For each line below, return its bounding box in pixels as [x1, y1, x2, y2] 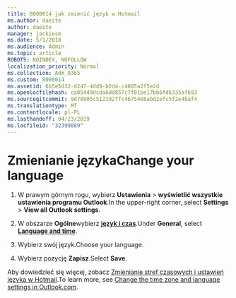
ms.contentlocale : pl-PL [7, 109, 81, 116]
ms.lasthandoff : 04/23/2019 [7, 115, 90, 122]
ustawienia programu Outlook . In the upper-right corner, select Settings [17, 198, 229, 207]
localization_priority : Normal [7, 63, 100, 70]
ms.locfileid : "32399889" [7, 121, 83, 129]
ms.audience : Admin [7, 43, 65, 50]
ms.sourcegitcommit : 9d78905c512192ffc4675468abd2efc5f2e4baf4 [7, 96, 198, 103]
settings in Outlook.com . [7, 283, 79, 292]
